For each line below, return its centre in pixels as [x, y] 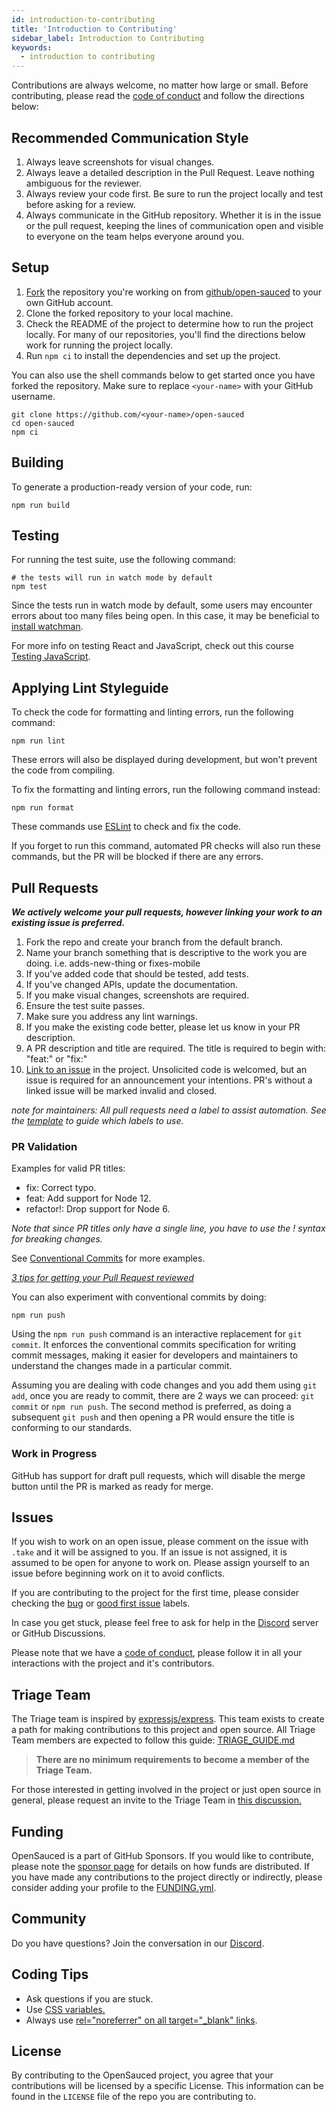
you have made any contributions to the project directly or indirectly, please [167, 1877]
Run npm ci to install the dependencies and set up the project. [153, 355]
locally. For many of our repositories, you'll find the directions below [165, 334]
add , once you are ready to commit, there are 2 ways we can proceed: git [163, 1396]
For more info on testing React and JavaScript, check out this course [152, 646]
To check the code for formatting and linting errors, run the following [152, 712]
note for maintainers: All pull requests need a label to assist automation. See [169, 1110]
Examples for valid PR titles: [68, 1168]
